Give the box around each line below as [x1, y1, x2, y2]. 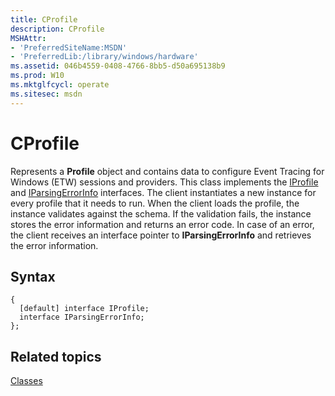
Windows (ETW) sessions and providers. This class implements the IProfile [10, 176, 319, 188]
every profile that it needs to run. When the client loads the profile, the [10, 197, 300, 209]
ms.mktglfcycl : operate [10, 80, 110, 90]
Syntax [10, 268, 56, 285]
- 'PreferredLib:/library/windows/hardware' [10, 52, 199, 62]
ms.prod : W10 [10, 71, 65, 81]
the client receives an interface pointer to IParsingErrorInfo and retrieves [10, 229, 312, 241]
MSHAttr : [10, 33, 47, 43]
